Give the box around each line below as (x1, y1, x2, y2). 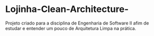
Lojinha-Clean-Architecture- (5, 3, 129, 15)
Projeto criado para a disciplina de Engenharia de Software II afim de (5, 20, 149, 26)
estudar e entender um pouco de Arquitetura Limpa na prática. (5, 25, 136, 31)
